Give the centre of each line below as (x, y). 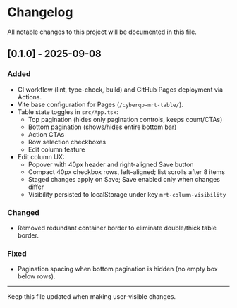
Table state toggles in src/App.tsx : (68, 112)
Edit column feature (57, 149)
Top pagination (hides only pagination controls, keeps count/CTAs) (125, 119)
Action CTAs (46, 134)
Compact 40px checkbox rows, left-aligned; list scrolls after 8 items (127, 172)
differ (36, 187)
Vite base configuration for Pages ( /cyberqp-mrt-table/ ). (100, 104)
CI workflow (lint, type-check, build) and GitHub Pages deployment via (120, 90)
